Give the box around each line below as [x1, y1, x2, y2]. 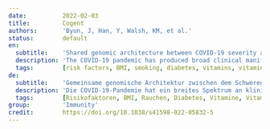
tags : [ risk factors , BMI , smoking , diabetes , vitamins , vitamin [15, 64, 264, 72]
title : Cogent [8, 19, 84, 27]
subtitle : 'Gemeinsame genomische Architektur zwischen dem [15, 79, 231, 87]
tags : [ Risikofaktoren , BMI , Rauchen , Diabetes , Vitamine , [15, 94, 243, 102]
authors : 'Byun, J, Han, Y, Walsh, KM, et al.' [8, 26, 193, 34]
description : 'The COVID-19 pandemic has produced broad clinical [15, 57, 243, 65]
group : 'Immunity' [8, 101, 99, 109]
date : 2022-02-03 [8, 11, 99, 20]
